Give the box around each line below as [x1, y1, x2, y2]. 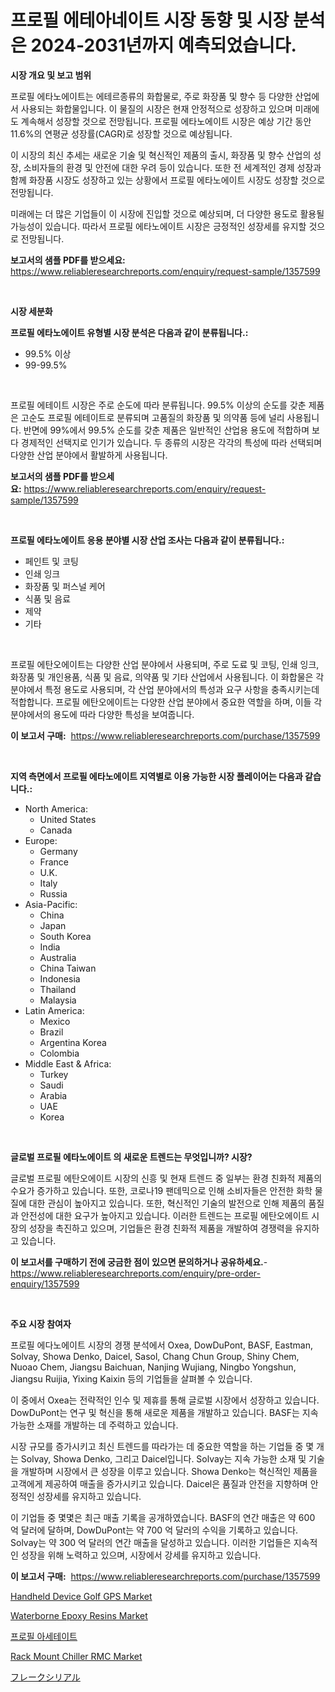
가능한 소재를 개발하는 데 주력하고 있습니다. [10, 1419, 179, 1431]
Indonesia [39, 972, 81, 985]
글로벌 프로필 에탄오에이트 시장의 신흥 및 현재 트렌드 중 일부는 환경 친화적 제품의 [10, 1172, 323, 1184]
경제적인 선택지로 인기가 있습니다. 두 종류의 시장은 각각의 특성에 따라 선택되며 [20, 436, 323, 448]
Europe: [24, 834, 58, 846]
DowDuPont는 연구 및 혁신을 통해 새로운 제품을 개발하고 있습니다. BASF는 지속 [10, 1406, 319, 1418]
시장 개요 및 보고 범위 [10, 69, 92, 81]
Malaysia [39, 994, 77, 1006]
